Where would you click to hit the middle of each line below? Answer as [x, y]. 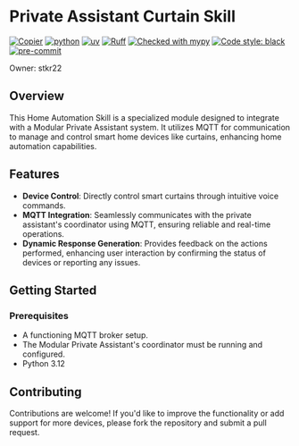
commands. [44, 205]
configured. [43, 354]
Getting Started [53, 290]
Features [34, 175]
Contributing [46, 392]
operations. [43, 233]
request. [25, 433]
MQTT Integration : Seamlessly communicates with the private [137, 215]
